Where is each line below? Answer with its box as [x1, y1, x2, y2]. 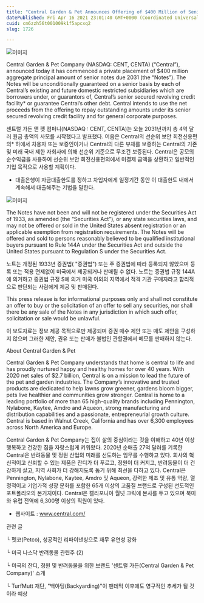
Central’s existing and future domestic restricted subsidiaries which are [6, 86, 185, 94]
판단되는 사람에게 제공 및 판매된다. [17, 283, 99, 291]
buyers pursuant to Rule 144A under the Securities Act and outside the [6, 241, 183, 249]
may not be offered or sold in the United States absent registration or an [6, 222, 186, 229]
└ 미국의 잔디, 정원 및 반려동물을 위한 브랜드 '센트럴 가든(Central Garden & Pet [6, 562, 194, 569]
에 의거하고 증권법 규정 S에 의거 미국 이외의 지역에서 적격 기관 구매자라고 [6, 275, 178, 283]
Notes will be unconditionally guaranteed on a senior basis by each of [6, 80, 181, 88]
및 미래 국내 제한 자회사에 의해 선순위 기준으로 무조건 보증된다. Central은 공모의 [6, 148, 194, 155]
